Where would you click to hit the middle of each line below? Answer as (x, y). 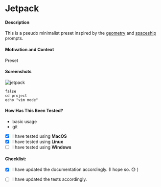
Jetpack (22, 9)
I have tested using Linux (38, 142)
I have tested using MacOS (39, 136)
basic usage (24, 122)
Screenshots (18, 72)
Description (17, 22)
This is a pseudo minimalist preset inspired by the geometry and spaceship (81, 33)
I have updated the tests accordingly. (49, 179)
